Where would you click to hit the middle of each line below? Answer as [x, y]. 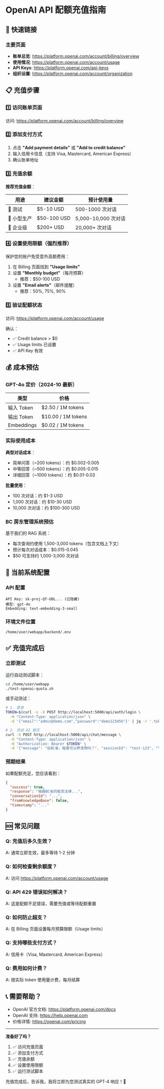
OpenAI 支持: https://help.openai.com [50, 1015]
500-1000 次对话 [96, 209]
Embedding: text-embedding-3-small [42, 608]
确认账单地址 [25, 159]
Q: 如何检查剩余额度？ [31, 867]
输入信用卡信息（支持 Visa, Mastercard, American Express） [73, 154]
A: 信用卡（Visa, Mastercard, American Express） [55, 954]
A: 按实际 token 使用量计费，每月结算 [43, 980]
